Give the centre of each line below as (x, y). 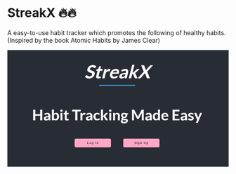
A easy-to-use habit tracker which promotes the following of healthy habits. (117, 32)
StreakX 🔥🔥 (42, 13)
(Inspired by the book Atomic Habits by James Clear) (84, 40)
